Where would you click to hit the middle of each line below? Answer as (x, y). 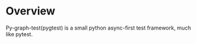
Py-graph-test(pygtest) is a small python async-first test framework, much (98, 28)
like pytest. (19, 34)
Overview (31, 11)
